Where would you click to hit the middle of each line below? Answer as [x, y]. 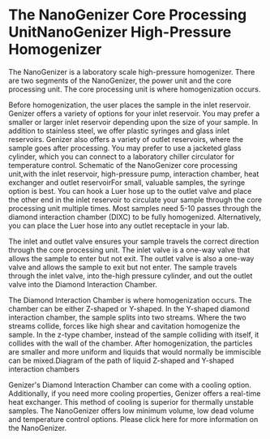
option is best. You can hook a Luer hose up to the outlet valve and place [130, 191]
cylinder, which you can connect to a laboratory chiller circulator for [122, 157]
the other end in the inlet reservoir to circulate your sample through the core [135, 200]
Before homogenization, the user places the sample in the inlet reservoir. [130, 105]
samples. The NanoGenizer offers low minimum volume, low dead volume [131, 411]
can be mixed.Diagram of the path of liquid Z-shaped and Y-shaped [121, 360]
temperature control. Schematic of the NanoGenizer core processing [123, 165]
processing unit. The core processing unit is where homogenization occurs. [135, 89]
